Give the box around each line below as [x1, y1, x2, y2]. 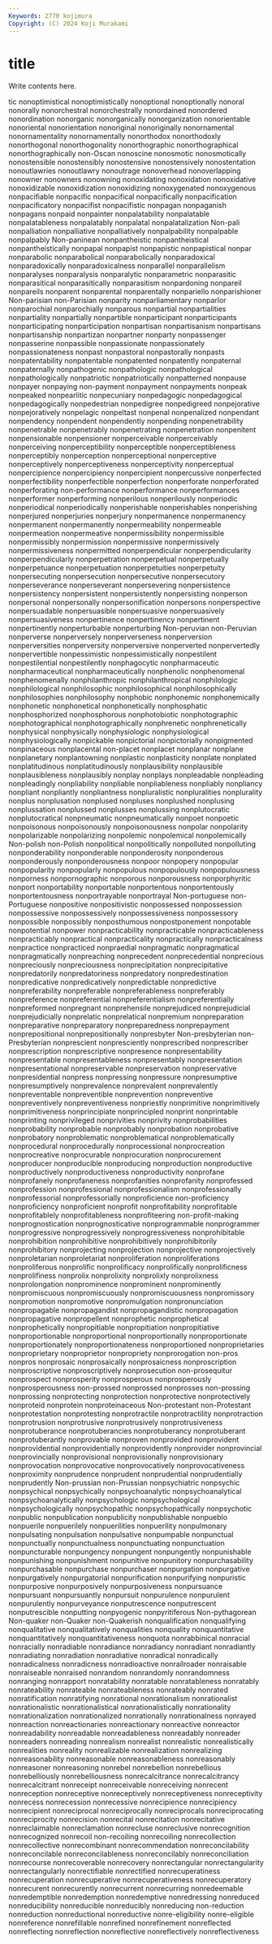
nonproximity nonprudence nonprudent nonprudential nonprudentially [8, 1470, 243, 1479]
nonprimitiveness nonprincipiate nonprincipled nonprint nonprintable [8, 1106, 239, 1117]
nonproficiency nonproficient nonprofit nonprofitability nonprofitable [8, 1201, 238, 1211]
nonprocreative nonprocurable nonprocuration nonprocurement [8, 1150, 222, 1160]
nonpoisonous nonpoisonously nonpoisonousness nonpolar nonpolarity [8, 822, 248, 832]
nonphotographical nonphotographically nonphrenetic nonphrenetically [8, 718, 248, 728]
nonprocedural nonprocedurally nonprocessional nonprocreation [8, 1141, 226, 1151]
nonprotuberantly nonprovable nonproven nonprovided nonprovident [8, 1435, 240, 1444]
